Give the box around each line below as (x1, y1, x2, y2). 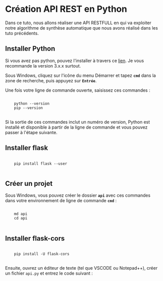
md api (14, 211, 28, 216)
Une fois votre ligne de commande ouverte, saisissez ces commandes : (5, 87, 151, 93)
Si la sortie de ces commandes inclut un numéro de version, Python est (5, 119, 150, 125)
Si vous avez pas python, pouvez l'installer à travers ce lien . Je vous (5, 58, 144, 64)
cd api (14, 216, 28, 221)
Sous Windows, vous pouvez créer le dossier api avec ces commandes (5, 192, 151, 198)
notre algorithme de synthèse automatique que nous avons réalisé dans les (5, 25, 158, 31)
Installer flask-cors (5, 234, 65, 243)
